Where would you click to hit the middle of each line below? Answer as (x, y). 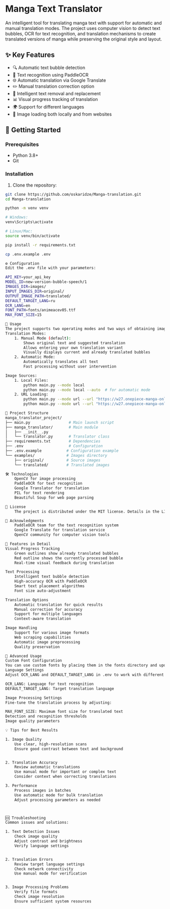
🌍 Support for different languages (48, 106)
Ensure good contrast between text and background (69, 749)
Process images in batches (43, 790)
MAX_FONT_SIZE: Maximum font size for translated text (64, 712)
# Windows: (17, 217)
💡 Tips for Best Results (32, 731)
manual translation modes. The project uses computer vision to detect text (83, 28)
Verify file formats (36, 892)
